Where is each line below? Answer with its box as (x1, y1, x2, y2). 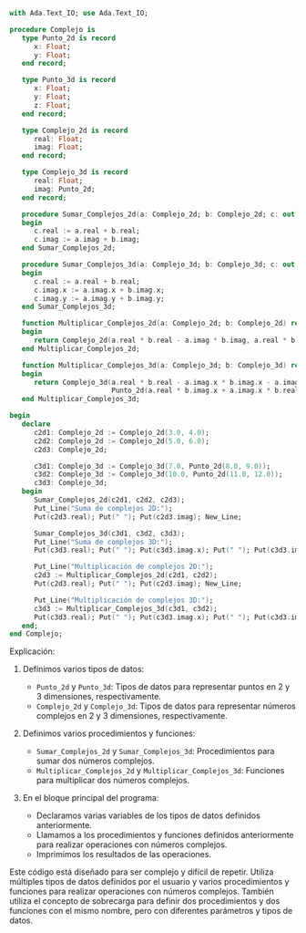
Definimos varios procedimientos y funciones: (22, 728, 196, 739)
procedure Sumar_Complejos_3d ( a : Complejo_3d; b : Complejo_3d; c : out (21, 260, 296, 269)
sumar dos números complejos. (36, 755, 155, 766)
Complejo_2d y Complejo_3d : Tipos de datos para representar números (36, 700, 296, 711)
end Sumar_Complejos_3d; (21, 302, 117, 312)
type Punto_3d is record (21, 76, 117, 85)
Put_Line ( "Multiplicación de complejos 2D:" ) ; (33, 562, 214, 572)
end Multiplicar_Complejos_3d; (21, 395, 141, 404)
